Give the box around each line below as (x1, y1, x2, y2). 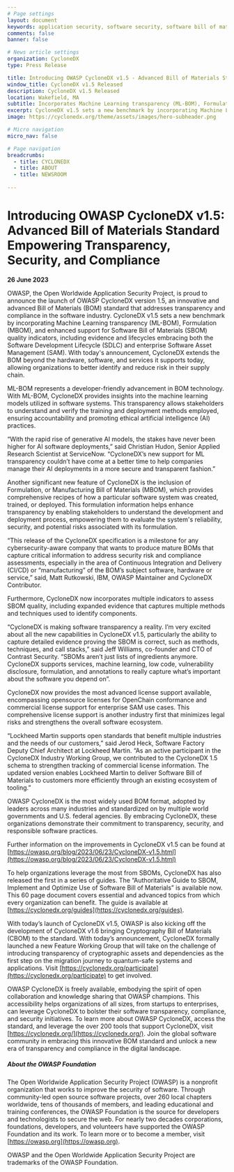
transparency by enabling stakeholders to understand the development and (7, 507, 224, 516)
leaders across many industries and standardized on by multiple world (7, 804, 209, 813)
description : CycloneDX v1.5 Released (7, 87, 120, 94)
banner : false (7, 36, 49, 43)
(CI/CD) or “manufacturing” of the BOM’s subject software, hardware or (7, 565, 212, 574)
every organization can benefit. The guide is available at (7, 898, 169, 906)
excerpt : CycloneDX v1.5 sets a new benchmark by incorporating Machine (7, 107, 223, 114)
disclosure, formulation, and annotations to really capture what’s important (7, 667, 221, 675)
